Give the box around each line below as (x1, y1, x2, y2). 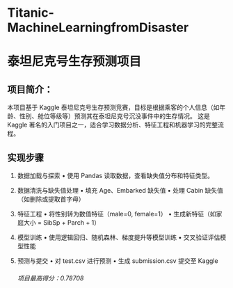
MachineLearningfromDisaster (7, 19, 189, 35)
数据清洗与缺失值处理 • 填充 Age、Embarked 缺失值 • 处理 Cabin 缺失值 (17, 186, 224, 194)
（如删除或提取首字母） (17, 195, 85, 203)
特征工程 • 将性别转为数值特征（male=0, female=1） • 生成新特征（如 (17, 210, 217, 218)
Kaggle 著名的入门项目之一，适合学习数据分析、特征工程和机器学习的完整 (7, 120, 218, 129)
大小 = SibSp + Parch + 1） (23, 218, 101, 227)
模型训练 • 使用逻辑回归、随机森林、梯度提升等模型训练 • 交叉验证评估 (17, 233, 220, 241)
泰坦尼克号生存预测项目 (7, 54, 142, 70)
